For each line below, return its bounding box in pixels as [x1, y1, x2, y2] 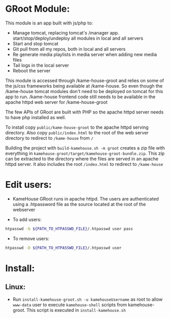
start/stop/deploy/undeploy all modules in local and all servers [12, 35, 144, 41]
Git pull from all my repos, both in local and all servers [12, 46, 126, 52]
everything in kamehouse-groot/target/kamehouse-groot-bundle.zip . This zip [5, 150, 165, 156]
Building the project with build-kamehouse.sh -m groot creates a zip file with [5, 144, 165, 151]
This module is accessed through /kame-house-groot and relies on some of [5, 77, 164, 83]
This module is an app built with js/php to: [5, 20, 93, 26]
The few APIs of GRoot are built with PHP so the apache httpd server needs [5, 109, 164, 115]
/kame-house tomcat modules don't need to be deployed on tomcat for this [5, 88, 163, 94]
